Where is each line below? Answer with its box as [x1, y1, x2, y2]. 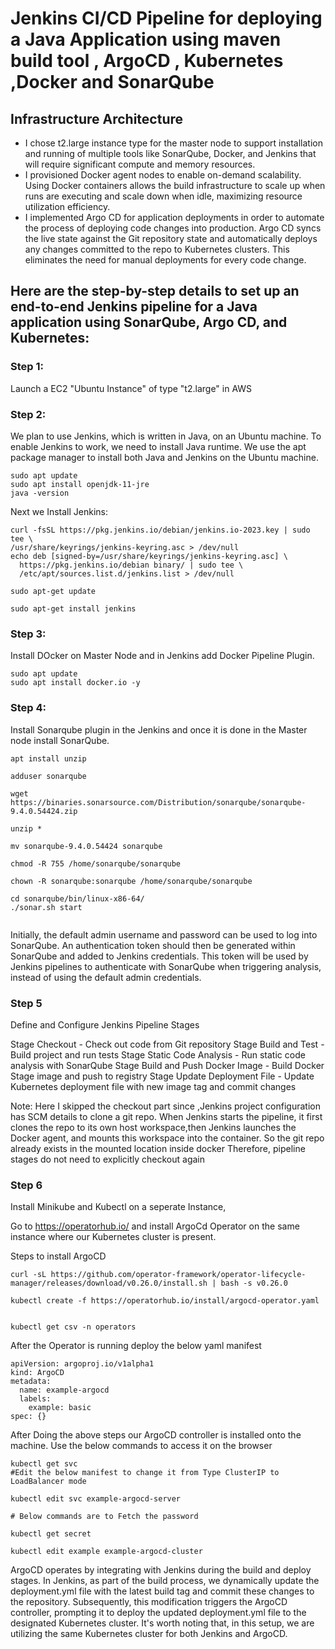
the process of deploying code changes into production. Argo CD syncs [24, 222, 322, 234]
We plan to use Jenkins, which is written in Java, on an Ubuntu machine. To [10, 430, 322, 442]
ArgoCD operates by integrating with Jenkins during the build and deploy [10, 1564, 312, 1576]
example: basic [28, 1403, 92, 1413]
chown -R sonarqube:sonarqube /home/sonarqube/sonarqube [10, 876, 253, 886]
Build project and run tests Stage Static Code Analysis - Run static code [10, 1048, 306, 1061]
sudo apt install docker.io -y [10, 678, 141, 688]
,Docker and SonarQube [10, 71, 215, 94]
